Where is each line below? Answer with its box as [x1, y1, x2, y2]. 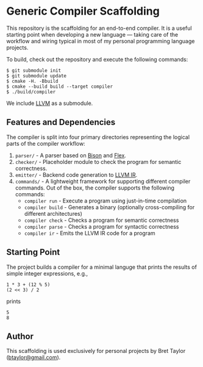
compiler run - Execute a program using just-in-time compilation [24, 197, 187, 204]
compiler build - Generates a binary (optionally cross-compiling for [24, 203, 195, 211]
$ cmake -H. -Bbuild [6, 78, 59, 84]
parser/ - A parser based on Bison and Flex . [15, 151, 127, 159]
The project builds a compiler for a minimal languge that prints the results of [6, 263, 197, 271]
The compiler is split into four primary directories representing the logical [6, 133, 190, 141]
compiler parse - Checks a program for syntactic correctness [24, 223, 179, 230]
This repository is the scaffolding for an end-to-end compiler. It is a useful [6, 24, 192, 32]
